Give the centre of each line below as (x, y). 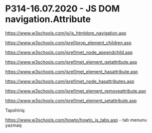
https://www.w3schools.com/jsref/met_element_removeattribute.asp (76, 91)
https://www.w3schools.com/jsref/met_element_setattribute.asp (71, 101)
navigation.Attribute (48, 19)
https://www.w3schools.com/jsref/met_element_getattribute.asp (71, 62)
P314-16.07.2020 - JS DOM (63, 9)
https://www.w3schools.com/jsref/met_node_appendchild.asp (69, 52)
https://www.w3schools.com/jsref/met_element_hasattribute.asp (72, 71)
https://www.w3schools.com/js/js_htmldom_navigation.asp (66, 33)
